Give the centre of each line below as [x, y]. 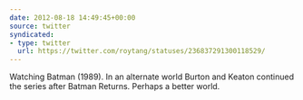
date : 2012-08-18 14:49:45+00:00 [73, 18]
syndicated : [32, 34]
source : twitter [40, 26]
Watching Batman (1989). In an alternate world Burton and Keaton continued [152, 77]
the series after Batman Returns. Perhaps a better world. [115, 86]
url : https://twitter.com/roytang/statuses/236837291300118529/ [142, 51]
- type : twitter [40, 43]
